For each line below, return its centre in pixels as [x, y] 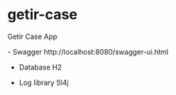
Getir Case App [33, 36]
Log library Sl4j [44, 82]
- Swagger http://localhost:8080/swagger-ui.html [88, 51]
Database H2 [40, 67]
